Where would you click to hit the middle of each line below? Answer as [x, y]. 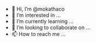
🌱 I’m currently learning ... [42, 21]
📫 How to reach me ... [38, 34]
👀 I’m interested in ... [36, 15]
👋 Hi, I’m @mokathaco [38, 9]
